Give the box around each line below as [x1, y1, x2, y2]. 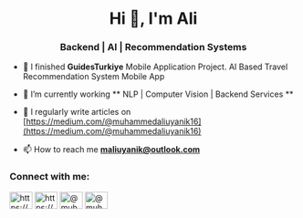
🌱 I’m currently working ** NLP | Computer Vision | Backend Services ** [22, 88, 294, 99]
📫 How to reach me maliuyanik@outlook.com [22, 144, 201, 155]
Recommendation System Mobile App [22, 71, 165, 82]
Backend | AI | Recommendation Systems [59, 41, 247, 54]
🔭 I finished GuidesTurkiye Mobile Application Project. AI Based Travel [22, 61, 288, 72]
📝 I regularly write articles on [22, 107, 131, 118]
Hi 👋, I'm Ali [109, 8, 198, 29]
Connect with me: [9, 171, 90, 183]
